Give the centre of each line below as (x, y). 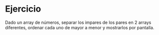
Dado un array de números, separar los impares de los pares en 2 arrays (78, 22)
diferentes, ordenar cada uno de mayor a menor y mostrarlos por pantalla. (80, 27)
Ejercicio (23, 9)
